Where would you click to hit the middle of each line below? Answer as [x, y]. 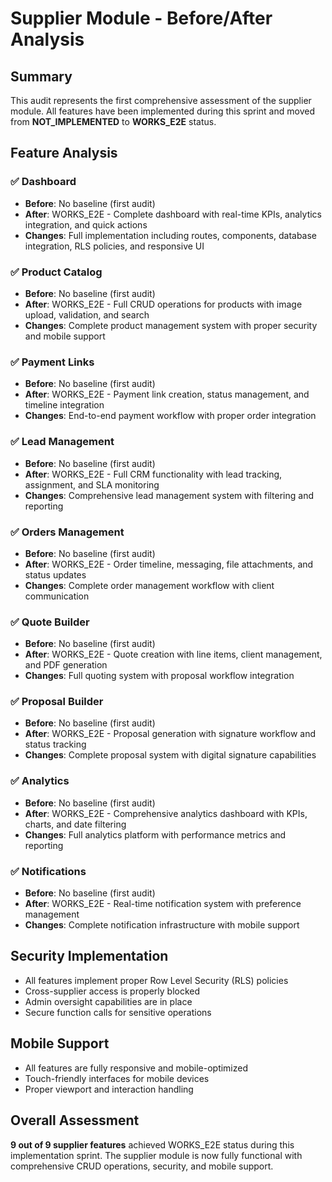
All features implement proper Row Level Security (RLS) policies [156, 980]
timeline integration [64, 405]
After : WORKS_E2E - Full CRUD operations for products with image [163, 304]
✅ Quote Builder [50, 622]
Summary [41, 76]
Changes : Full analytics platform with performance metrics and [155, 834]
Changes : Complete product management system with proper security [171, 325]
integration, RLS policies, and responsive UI [114, 246]
